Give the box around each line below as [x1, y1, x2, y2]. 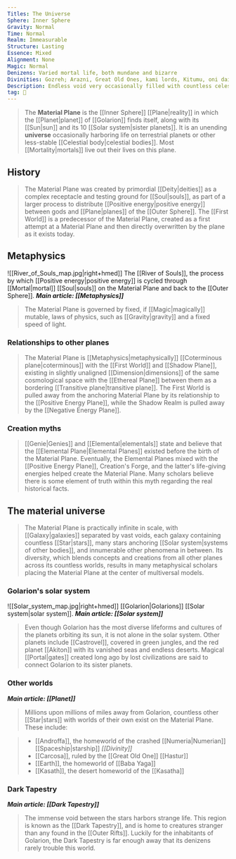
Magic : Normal [7, 63, 49, 70]
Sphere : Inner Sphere [7, 17, 71, 24]
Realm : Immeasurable [7, 37, 68, 44]
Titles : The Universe [7, 10, 71, 18]
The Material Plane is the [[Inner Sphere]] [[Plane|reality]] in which [24, 109, 219, 117]
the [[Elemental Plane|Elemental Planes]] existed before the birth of [24, 447, 220, 455]
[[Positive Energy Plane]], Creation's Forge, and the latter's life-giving [24, 462, 226, 471]
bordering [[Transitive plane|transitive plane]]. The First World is [24, 383, 211, 392]
